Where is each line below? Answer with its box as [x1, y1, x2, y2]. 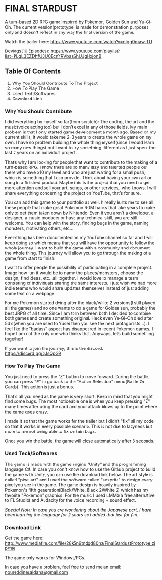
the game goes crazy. [5, 409, 48, 415]
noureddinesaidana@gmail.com [5, 569, 69, 575]
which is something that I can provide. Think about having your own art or [5, 175, 152, 181]
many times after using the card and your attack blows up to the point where [5, 404, 157, 410]
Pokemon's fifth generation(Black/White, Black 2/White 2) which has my [5, 487, 149, 493]
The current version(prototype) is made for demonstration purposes [13, 24, 149, 30]
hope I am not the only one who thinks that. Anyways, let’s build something [5, 331, 154, 337]
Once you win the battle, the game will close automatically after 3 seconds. [5, 438, 155, 444]
